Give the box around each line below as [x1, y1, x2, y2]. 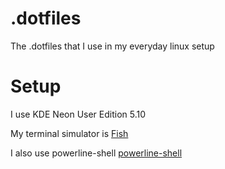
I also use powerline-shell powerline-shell [10, 147, 183, 159]
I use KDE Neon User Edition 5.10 [10, 108, 147, 120]
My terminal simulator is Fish [10, 127, 129, 139]
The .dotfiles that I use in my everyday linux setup [10, 40, 215, 52]
